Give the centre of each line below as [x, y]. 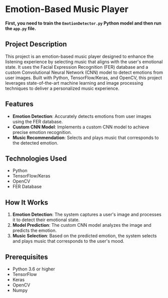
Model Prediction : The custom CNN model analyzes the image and [82, 225]
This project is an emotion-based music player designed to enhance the [79, 56]
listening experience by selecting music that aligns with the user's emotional [84, 62]
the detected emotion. [35, 143]
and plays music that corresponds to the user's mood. [68, 241]
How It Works [27, 202]
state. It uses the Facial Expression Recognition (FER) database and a [77, 67]
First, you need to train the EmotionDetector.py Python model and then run [83, 23]
